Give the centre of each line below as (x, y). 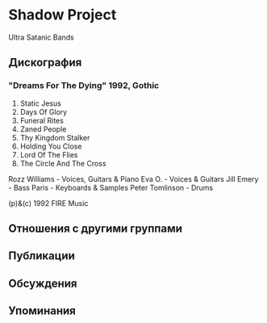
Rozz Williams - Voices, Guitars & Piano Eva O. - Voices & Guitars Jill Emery (133, 178)
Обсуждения (43, 283)
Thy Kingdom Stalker (55, 137)
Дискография (45, 63)
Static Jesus (41, 103)
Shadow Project (63, 15)
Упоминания (42, 311)
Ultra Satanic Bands (41, 37)
